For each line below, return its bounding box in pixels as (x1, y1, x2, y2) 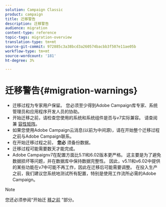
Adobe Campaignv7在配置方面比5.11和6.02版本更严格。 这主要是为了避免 (12, 152, 162, 158)
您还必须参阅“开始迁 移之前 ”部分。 (5, 197, 77, 203)
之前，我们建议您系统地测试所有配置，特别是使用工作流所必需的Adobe (12, 170, 157, 176)
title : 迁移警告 (5, 16, 36, 21)
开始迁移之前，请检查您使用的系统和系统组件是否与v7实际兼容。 (12, 115, 144, 121)
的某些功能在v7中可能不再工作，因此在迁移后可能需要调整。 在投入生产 (12, 164, 158, 170)
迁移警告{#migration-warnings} (5, 85, 138, 97)
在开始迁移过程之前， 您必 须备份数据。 (12, 140, 93, 146)
